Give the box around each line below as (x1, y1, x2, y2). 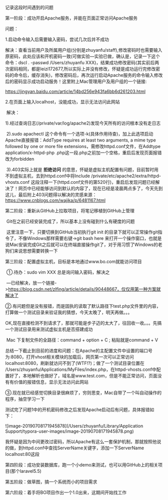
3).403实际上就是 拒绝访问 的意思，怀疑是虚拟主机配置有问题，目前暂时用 (6, 167, 159, 172)
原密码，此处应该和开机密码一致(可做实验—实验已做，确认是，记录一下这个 (5, 53, 160, 59)
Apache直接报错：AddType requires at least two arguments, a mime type (5, 137, 156, 143)
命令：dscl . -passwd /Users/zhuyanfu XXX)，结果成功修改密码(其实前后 (5, 60, 155, 65)
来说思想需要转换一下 (13, 248, 58, 254)
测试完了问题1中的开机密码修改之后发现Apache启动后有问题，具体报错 (5, 407, 150, 413)
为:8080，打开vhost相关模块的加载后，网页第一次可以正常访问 (5, 354, 134, 360)
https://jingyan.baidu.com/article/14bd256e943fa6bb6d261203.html (5, 88, 146, 94)
